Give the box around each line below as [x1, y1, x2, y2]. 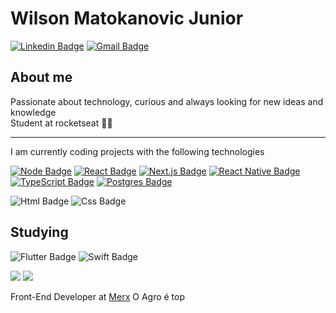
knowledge [10, 106, 57, 118]
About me [10, 69, 73, 86]
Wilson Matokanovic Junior [10, 7, 244, 30]
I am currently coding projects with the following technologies [10, 145, 265, 157]
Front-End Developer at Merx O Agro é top [10, 290, 186, 302]
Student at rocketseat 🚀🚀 [10, 117, 113, 129]
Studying [10, 224, 69, 241]
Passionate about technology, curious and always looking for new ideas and [10, 95, 324, 107]
